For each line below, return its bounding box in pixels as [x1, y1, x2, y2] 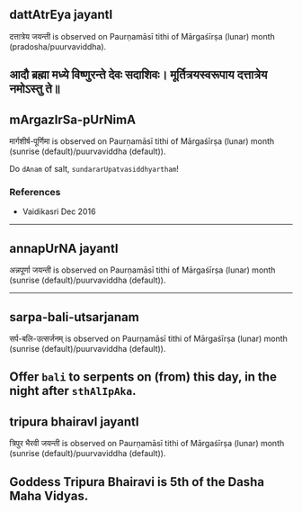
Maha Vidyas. [9, 488, 89, 503]
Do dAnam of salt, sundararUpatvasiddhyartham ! [9, 164, 180, 175]
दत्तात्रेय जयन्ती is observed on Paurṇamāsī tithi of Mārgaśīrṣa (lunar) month [9, 31, 276, 41]
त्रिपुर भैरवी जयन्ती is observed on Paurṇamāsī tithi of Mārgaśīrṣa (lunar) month [9, 438, 285, 449]
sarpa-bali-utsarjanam [9, 310, 139, 325]
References [9, 185, 61, 198]
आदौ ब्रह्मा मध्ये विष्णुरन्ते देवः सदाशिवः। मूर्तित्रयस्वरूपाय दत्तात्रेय [9, 67, 268, 83]
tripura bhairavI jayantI [9, 414, 139, 429]
